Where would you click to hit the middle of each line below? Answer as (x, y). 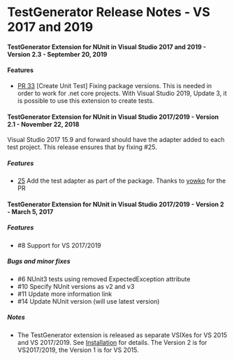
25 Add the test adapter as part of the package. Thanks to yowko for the (122, 181)
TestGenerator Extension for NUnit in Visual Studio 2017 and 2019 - (107, 47)
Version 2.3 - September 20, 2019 (57, 54)
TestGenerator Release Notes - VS (109, 12)
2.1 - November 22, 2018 (43, 124)
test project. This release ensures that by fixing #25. (82, 147)
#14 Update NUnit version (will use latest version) (88, 301)
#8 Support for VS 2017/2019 (59, 245)
